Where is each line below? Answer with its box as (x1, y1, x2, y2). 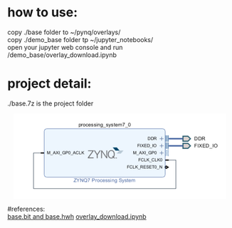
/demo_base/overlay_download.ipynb (7, 51, 117, 59)
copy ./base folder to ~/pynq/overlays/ (7, 28, 121, 36)
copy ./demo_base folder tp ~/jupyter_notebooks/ (7, 35, 154, 43)
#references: (7, 204, 46, 213)
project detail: (7, 76, 92, 92)
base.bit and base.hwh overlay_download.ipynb (7, 212, 147, 221)
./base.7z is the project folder (7, 99, 94, 108)
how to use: (7, 4, 78, 21)
